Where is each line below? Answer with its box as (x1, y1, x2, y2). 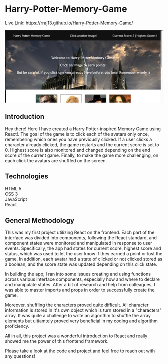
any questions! (5, 353, 36, 359)
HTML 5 (5, 186, 22, 192)
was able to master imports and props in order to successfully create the (5, 287, 155, 293)
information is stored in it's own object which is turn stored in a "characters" (5, 307, 162, 313)
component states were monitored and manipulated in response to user (5, 240, 152, 246)
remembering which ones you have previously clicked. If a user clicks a (5, 136, 152, 142)
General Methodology (5, 216, 75, 225)
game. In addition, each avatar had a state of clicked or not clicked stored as (5, 256, 163, 262)
